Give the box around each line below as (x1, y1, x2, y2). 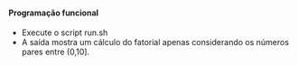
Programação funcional (8, 7, 99, 18)
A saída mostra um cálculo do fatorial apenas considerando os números (21, 37, 290, 48)
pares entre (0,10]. (21, 46, 90, 58)
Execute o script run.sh (21, 27, 108, 38)
